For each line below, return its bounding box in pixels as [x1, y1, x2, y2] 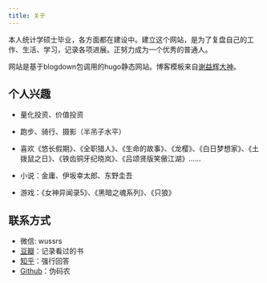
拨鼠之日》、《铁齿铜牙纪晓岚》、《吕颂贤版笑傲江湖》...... [19, 153, 201, 164]
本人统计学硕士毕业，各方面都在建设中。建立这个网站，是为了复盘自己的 [8, 34, 247, 44]
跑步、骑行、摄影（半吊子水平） [19, 127, 126, 137]
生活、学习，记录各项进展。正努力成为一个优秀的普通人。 [22, 45, 212, 54]
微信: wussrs [19, 237, 63, 246]
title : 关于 [8, 11, 46, 20]
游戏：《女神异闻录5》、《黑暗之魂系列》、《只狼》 [19, 188, 176, 197]
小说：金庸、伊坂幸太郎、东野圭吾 [19, 171, 133, 181]
